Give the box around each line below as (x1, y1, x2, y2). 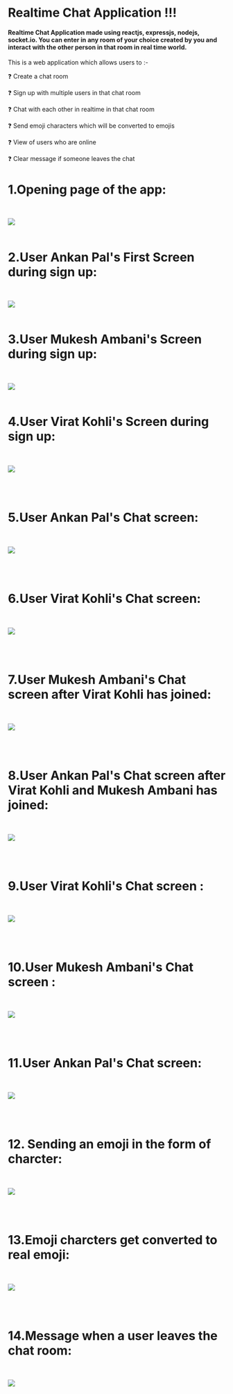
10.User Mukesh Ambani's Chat (8, 960, 193, 976)
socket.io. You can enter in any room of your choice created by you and (8, 35, 218, 44)
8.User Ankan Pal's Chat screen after (8, 768, 226, 783)
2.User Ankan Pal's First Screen (8, 249, 195, 265)
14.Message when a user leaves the (8, 1327, 218, 1343)
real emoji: (8, 1247, 70, 1262)
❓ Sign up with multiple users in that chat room (8, 89, 141, 97)
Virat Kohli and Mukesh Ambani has (8, 783, 218, 799)
